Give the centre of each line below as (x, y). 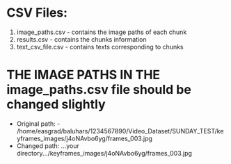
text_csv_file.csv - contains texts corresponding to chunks (100, 47)
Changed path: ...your (48, 146)
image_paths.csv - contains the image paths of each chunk (102, 32)
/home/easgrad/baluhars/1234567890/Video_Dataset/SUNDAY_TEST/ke (120, 131)
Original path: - (38, 124)
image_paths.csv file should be (99, 90)
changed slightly (56, 105)
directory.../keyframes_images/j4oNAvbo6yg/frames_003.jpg (104, 153)
